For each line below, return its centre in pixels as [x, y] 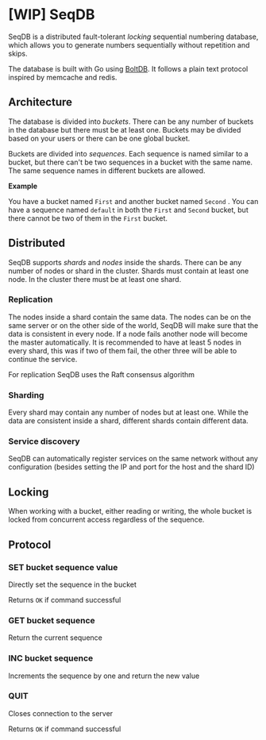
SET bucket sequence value [63, 567]
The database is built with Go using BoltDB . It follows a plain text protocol [128, 68]
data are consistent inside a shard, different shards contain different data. [128, 421]
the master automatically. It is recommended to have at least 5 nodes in [125, 342]
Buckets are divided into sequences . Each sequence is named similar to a [128, 153]
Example [23, 186]
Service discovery [44, 441]
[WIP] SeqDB [52, 15]
